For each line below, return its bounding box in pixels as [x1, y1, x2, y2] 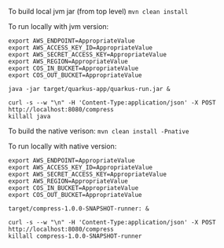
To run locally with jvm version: [8, 22, 109, 31]
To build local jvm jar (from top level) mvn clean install [8, 7, 189, 16]
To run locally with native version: [8, 141, 117, 151]
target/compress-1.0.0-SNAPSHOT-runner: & [8, 205, 149, 213]
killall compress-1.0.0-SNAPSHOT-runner [8, 232, 143, 240]
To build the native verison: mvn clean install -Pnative [8, 126, 189, 136]
